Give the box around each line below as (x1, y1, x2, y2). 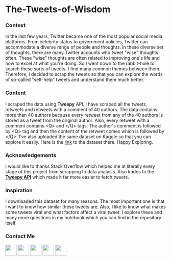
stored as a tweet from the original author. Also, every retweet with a (5, 117, 150, 123)
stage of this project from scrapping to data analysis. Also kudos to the (5, 169, 155, 175)
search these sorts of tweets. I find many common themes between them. (5, 66, 161, 72)
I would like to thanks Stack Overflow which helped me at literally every (5, 163, 156, 169)
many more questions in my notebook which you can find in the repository (5, 215, 162, 221)
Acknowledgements (5, 151, 57, 159)
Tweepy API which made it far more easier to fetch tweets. (5, 174, 129, 180)
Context (5, 22, 26, 29)
